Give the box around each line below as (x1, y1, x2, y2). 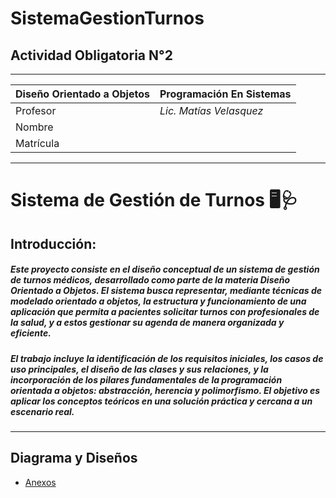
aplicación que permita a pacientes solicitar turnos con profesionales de (10, 306, 320, 318)
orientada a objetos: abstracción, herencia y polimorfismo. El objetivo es (10, 384, 321, 396)
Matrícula (15, 137, 60, 150)
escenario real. (10, 405, 75, 417)
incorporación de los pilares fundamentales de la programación (10, 373, 283, 386)
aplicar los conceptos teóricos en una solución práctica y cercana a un (10, 395, 313, 407)
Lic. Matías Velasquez (159, 104, 264, 117)
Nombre (15, 120, 54, 134)
